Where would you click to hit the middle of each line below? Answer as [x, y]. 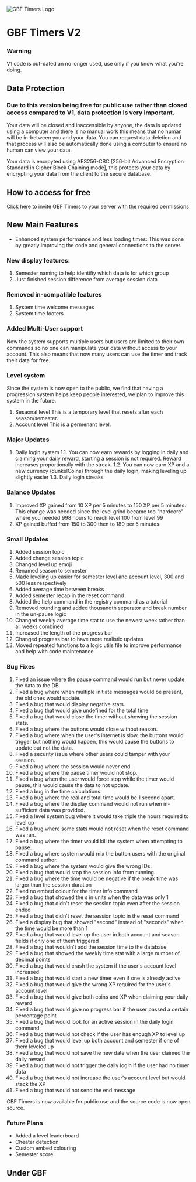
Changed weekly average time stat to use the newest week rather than [100, 620]
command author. [36, 860]
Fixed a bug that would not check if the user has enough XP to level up [100, 1034]
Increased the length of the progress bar [64, 632]
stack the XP [30, 1084]
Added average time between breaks [60, 589]
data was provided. [62, 810]
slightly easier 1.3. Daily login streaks [59, 477]
